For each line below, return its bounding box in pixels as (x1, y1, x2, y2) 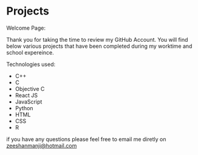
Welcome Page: (6, 24, 46, 31)
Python (15, 104, 33, 111)
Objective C (15, 85, 45, 92)
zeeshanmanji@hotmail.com (6, 142, 77, 149)
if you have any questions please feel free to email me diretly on (6, 135, 166, 143)
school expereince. (6, 48, 55, 56)
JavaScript (15, 98, 43, 105)
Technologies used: (6, 61, 56, 68)
